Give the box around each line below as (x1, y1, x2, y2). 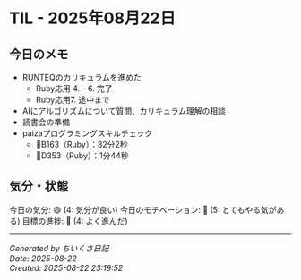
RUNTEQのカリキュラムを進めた (21, 72, 142, 82)
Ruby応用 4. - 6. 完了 (35, 83, 114, 94)
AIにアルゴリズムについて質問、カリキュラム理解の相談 (21, 106, 226, 116)
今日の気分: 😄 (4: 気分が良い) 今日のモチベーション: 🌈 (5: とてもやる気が (9, 204, 277, 215)
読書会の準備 (21, 117, 70, 127)
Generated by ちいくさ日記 (9, 242, 109, 253)
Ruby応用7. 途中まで (35, 95, 110, 105)
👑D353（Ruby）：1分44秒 (35, 150, 129, 161)
